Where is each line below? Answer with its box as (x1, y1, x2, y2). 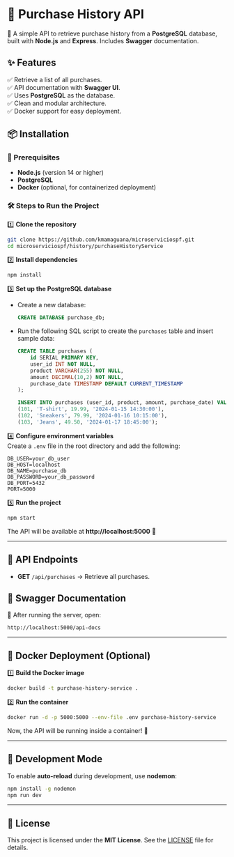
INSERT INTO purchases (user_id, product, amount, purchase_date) (17, 399, 214, 406)
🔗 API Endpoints (7, 554, 79, 566)
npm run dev (7, 792, 42, 798)
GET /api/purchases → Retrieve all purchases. (17, 572, 150, 580)
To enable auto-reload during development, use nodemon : (7, 771, 178, 780)
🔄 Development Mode (7, 753, 103, 765)
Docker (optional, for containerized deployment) (17, 183, 157, 192)
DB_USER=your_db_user (7, 455, 70, 462)
